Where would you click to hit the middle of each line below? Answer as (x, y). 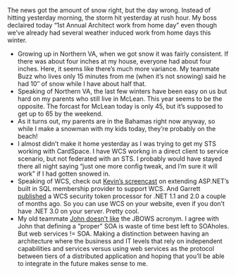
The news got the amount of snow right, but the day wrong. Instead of (109, 10)
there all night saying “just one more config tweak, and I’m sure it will (117, 166)
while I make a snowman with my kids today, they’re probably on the (117, 129)
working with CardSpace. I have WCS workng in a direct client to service (123, 151)
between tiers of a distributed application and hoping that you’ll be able (121, 256)
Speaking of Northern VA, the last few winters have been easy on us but (122, 91)
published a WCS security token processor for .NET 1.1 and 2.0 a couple (122, 196)
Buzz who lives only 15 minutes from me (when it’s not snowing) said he (122, 76)
